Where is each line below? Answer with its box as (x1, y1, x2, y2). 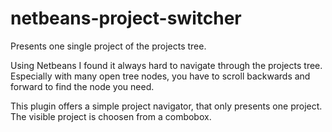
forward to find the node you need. (10, 80, 155, 92)
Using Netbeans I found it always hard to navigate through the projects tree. (10, 59, 323, 71)
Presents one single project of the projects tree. (10, 40, 207, 52)
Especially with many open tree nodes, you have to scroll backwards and (10, 70, 311, 82)
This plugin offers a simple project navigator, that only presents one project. (10, 100, 323, 112)
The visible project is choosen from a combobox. (10, 110, 212, 122)
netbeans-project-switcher (10, 7, 242, 30)
